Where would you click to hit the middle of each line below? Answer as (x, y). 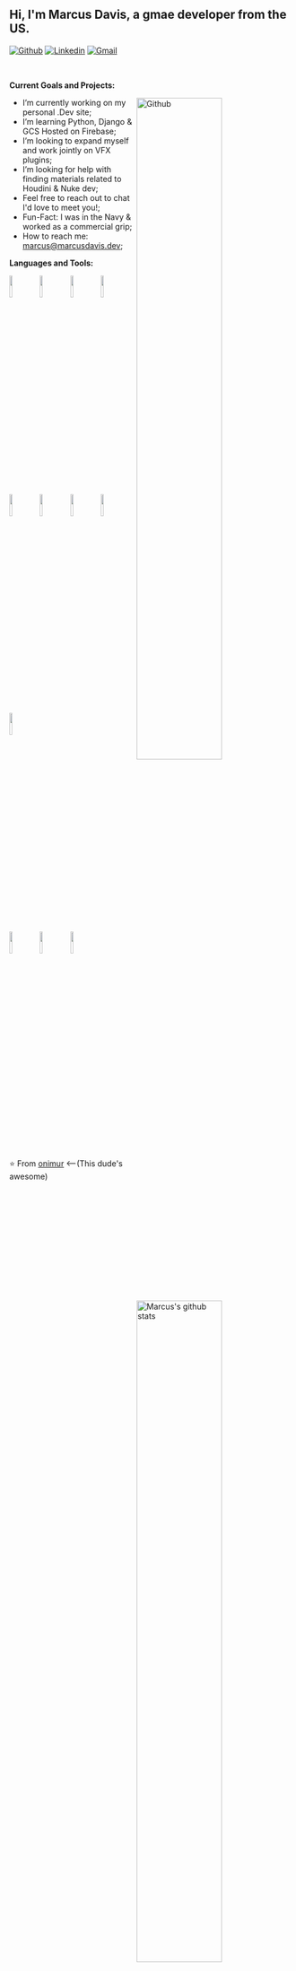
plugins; (37, 160)
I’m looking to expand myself (75, 140)
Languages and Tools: (52, 263)
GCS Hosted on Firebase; (69, 131)
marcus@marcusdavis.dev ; (73, 245)
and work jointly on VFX (66, 150)
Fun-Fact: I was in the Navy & (77, 217)
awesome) (29, 1176)
